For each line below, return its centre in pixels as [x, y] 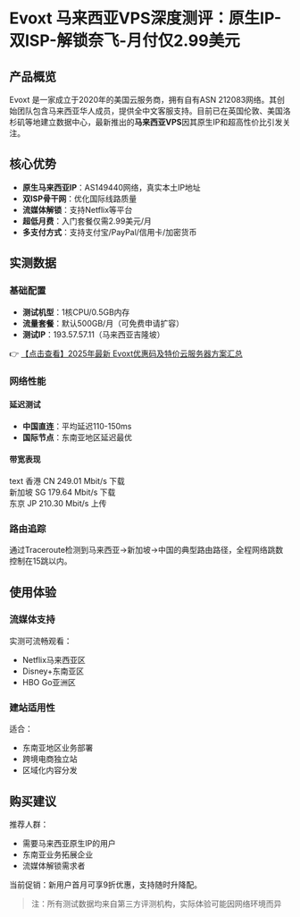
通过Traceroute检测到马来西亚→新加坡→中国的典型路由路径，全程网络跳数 [146, 550]
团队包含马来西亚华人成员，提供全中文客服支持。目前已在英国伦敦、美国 [150, 111]
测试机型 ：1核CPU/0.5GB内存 [76, 312]
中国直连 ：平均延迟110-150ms [77, 426]
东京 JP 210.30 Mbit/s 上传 [58, 503]
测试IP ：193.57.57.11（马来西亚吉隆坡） [93, 334]
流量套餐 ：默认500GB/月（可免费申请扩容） [103, 323]
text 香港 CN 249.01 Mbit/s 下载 [67, 480]
